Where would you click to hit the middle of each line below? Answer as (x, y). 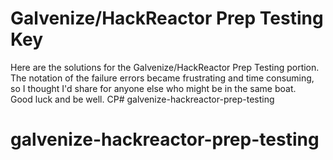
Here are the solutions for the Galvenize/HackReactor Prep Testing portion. (165, 67)
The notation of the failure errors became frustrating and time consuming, (162, 78)
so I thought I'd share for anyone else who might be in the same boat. (153, 88)
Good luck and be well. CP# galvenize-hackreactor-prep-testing (142, 99)
